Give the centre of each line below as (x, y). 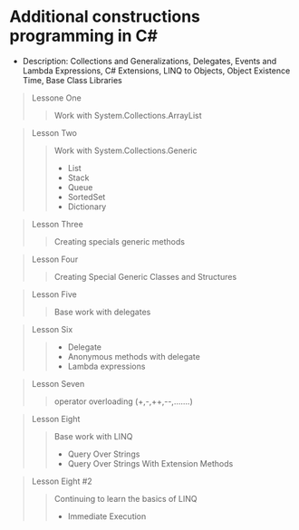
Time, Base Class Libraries (72, 80)
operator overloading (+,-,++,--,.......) (123, 401)
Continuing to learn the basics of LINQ (125, 498)
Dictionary (87, 207)
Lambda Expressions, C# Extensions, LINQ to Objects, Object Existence (156, 71)
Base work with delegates (102, 312)
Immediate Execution (107, 516)
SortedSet (87, 197)
